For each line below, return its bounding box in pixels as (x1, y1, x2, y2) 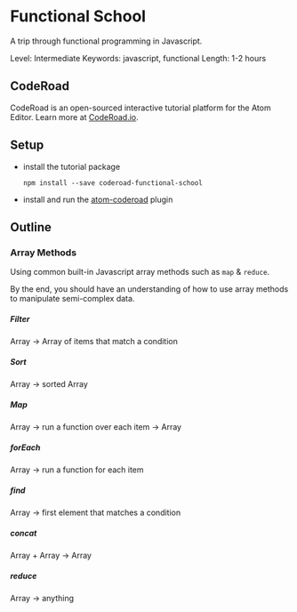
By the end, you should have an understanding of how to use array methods (10, 284, 289, 294)
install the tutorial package (22, 161, 121, 172)
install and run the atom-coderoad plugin (22, 194, 173, 205)
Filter (10, 313, 30, 324)
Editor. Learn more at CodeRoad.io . (10, 111, 139, 122)
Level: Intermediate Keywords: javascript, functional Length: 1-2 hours (10, 52, 267, 63)
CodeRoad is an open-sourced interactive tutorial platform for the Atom (10, 102, 271, 113)
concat (10, 527, 37, 538)
